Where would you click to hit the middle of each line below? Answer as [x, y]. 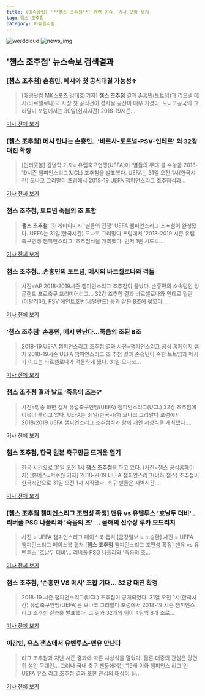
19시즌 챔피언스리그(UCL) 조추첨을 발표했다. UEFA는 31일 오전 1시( [101, 173]
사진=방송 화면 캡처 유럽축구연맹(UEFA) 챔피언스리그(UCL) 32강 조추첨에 [109, 407]
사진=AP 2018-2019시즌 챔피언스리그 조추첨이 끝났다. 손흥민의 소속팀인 [107, 286]
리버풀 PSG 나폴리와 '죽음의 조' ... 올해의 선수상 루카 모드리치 [91, 522]
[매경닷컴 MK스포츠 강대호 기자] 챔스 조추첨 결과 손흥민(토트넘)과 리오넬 [107, 95]
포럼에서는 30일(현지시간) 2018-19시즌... [87, 111]
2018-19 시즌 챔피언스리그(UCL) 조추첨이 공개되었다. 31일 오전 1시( [102, 598]
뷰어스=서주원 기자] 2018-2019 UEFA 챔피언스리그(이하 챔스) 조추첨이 [115, 475]
